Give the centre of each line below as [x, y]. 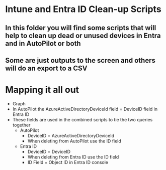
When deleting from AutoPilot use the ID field [74, 141]
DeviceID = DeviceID [49, 151]
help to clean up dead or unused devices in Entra [83, 35]
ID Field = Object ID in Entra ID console [68, 162]
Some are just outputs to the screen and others [80, 60]
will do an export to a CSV [46, 68]
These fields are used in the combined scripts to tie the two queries [82, 119]
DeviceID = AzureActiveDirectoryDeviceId [71, 135]
